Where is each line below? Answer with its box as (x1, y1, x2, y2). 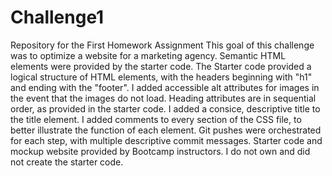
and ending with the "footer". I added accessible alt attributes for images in (10, 81, 320, 93)
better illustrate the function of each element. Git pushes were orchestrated (10, 124, 322, 136)
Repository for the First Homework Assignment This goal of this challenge (10, 39, 315, 51)
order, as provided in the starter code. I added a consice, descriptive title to (10, 102, 321, 115)
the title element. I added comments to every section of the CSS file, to (10, 113, 302, 125)
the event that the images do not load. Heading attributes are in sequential (10, 92, 317, 104)
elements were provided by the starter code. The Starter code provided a (10, 60, 312, 72)
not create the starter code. (10, 156, 124, 168)
